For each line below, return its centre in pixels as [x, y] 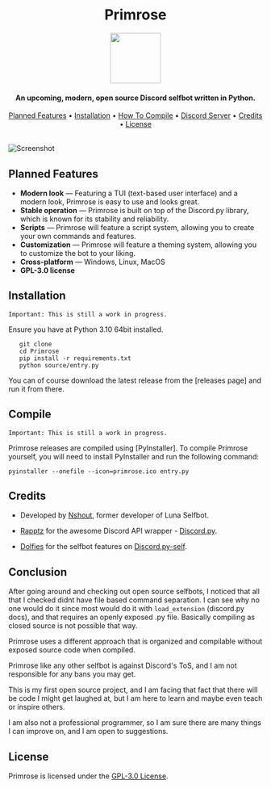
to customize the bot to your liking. [77, 253]
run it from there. [36, 388]
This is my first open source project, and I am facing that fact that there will [133, 690]
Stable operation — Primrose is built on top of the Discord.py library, [134, 210]
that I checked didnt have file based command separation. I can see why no [134, 600]
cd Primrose [39, 351]
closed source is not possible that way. [73, 626]
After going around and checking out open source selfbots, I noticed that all [134, 592]
